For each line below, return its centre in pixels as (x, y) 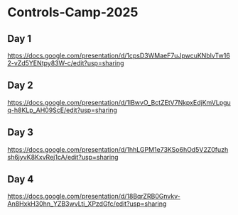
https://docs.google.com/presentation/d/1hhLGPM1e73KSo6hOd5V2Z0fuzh (118, 149)
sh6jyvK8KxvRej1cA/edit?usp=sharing (63, 157)
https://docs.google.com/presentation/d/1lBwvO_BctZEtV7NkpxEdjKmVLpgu (119, 102)
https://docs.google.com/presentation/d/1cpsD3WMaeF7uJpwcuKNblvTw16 (119, 55)
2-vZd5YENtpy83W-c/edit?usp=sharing (66, 63)
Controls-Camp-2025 (73, 12)
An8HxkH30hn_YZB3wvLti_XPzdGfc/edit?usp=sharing (87, 204)
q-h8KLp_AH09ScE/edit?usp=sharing (62, 110)
